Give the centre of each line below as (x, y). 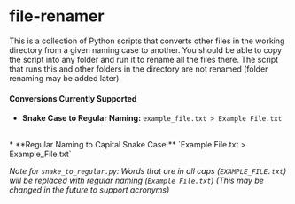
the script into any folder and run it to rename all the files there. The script (144, 59)
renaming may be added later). (66, 78)
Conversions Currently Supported (73, 98)
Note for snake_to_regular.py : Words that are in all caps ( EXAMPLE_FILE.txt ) (148, 171)
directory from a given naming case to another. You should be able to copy (145, 49)
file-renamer (57, 16)
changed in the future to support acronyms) (89, 190)
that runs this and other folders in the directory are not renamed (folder (139, 69)
